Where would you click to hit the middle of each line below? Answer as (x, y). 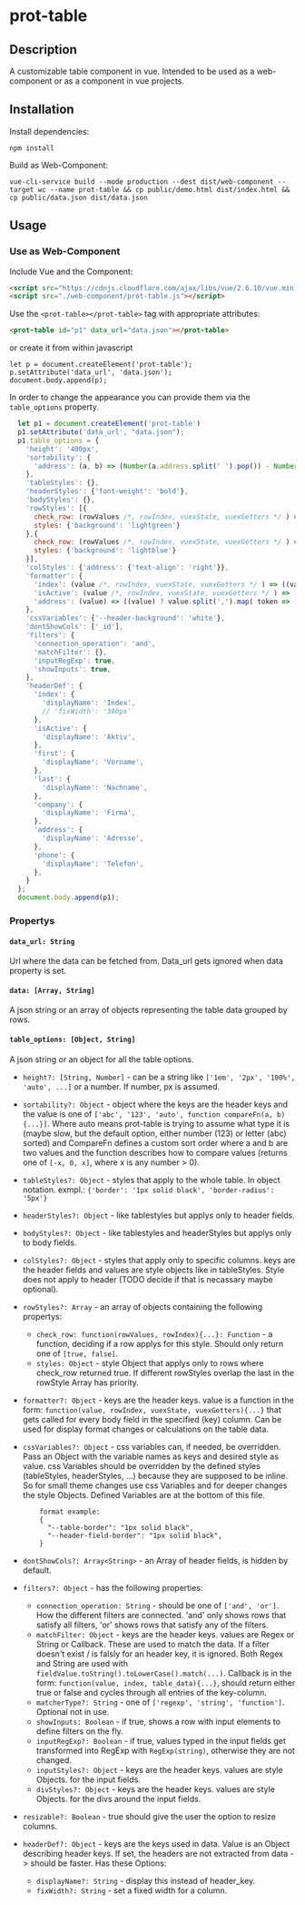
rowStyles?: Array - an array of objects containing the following (143, 1306)
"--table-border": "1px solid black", (120, 1527)
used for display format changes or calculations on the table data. (146, 1429)
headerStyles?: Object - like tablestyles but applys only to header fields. (158, 1215)
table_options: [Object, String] (73, 1039)
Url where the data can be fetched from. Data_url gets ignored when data (147, 961)
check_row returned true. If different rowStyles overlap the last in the (165, 1373)
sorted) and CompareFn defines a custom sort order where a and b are (155, 1142)
